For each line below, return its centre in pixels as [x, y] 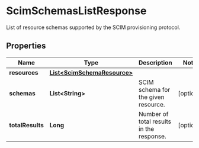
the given [151, 97]
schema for [154, 89]
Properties [26, 46]
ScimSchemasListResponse [76, 11]
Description [155, 62]
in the [146, 128]
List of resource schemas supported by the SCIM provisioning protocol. [93, 27]
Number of [153, 114]
